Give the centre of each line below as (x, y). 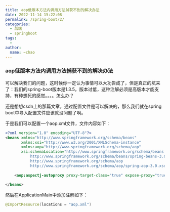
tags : (11, 38)
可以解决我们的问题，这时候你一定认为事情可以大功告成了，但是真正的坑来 (83, 83)
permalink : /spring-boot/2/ (35, 19)
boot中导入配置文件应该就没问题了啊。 (46, 112)
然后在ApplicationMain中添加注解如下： (47, 195)
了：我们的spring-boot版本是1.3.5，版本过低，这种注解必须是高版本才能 (80, 89)
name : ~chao (23, 52)
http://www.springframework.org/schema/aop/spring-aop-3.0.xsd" (99, 166)
